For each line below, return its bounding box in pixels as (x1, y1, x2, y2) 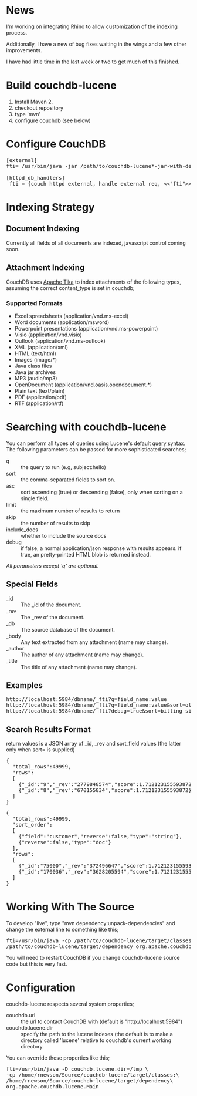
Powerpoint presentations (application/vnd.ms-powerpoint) (14, 325, 158, 332)
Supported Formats (6, 299, 63, 307)
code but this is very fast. (6, 960, 67, 967)
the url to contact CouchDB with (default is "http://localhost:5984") (21, 1018, 183, 1025)
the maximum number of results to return (21, 507, 120, 514)
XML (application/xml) (14, 343, 69, 350)
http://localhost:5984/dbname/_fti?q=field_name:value (6, 696, 167, 703)
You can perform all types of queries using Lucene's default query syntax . (6, 440, 186, 447)
